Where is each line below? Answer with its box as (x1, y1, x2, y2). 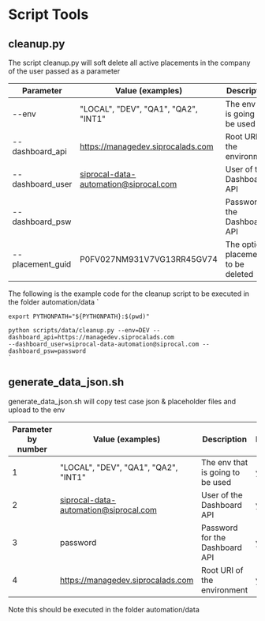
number (17, 443, 47, 454)
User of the (200, 489, 243, 500)
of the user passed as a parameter (8, 66, 121, 76)
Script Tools (8, 6, 89, 24)
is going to (200, 467, 241, 478)
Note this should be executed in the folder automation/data (8, 604, 200, 614)
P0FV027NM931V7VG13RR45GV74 (80, 254, 218, 264)
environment (200, 584, 248, 595)
